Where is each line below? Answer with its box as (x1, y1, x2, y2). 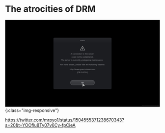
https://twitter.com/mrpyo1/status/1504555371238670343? (5, 117, 124, 123)
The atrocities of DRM (5, 3, 96, 15)
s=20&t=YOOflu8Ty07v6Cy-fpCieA (5, 122, 76, 128)
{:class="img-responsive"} (5, 107, 59, 113)
